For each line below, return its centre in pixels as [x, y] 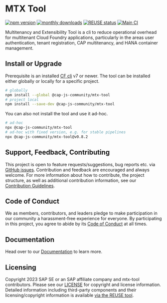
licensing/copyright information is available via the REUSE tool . [70, 295]
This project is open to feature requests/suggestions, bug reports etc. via [80, 164]
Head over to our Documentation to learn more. [54, 252]
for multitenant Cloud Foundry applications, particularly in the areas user [80, 37]
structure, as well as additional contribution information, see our [71, 180]
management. [19, 48]
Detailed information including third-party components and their [71, 290]
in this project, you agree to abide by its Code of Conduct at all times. [76, 224]
